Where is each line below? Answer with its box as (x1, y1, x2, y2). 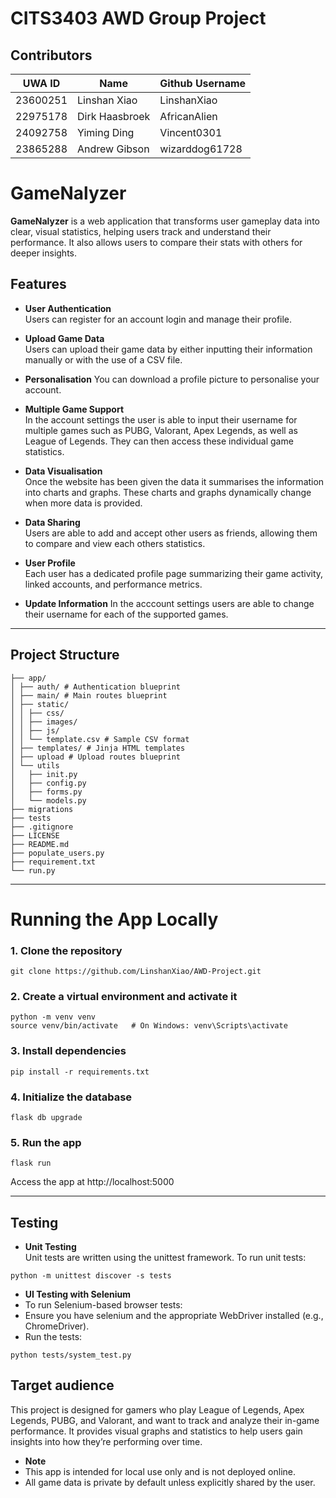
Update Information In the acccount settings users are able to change (24, 597, 315, 609)
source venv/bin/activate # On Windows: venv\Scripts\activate (10, 1021, 288, 1031)
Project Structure (10, 647, 120, 664)
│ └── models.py (10, 795, 87, 806)
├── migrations (10, 804, 74, 814)
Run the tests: (24, 1331, 83, 1343)
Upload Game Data (24, 332, 105, 344)
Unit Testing (24, 1241, 77, 1253)
